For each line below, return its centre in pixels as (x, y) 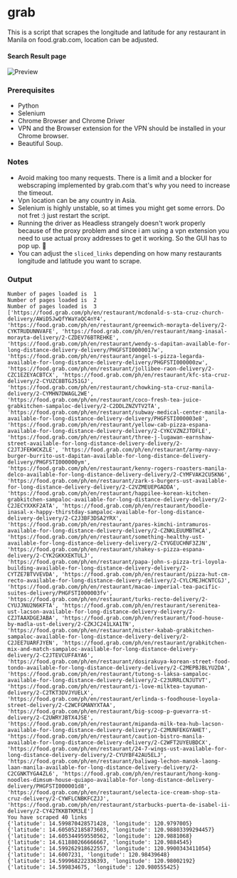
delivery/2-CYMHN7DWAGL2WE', (51, 394)
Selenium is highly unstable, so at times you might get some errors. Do (121, 208)
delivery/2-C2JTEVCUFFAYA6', (51, 656)
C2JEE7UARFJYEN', (33, 643)
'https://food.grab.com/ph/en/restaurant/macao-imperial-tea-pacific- (114, 587)
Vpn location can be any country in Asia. (77, 200)
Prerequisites (31, 90)
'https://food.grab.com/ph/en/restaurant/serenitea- (141, 606)
